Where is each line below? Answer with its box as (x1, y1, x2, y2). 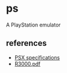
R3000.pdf (14, 60, 41, 67)
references (6, 38, 47, 48)
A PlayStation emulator (6, 21, 61, 28)
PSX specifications (14, 54, 60, 61)
